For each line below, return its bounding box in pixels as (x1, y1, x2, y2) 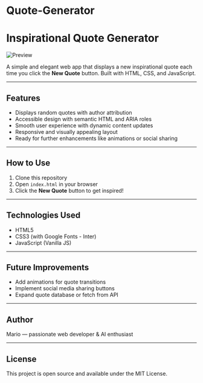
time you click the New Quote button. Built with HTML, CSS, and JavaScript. (6, 70, 196, 77)
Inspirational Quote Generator (6, 32, 159, 45)
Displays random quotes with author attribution (14, 108, 132, 116)
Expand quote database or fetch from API (14, 291, 119, 299)
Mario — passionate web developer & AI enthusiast (6, 331, 134, 338)
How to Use (6, 158, 51, 168)
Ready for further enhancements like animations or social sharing (14, 135, 178, 142)
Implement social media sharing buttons (14, 285, 115, 292)
